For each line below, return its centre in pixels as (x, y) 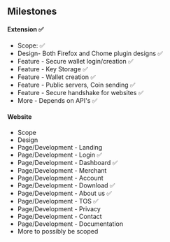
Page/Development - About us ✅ (64, 193)
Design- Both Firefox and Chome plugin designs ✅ (90, 53)
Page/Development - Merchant (62, 170)
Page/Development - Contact (60, 216)
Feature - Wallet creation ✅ (57, 77)
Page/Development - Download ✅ (66, 185)
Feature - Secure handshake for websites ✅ (80, 92)
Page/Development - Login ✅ (60, 155)
